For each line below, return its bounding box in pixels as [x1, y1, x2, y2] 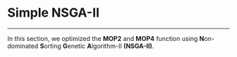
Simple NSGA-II [7, 5, 100, 21]
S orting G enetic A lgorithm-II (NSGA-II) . [39, 42, 154, 50]
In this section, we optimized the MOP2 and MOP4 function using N [7, 34, 205, 42]
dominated [7, 42, 39, 50]
